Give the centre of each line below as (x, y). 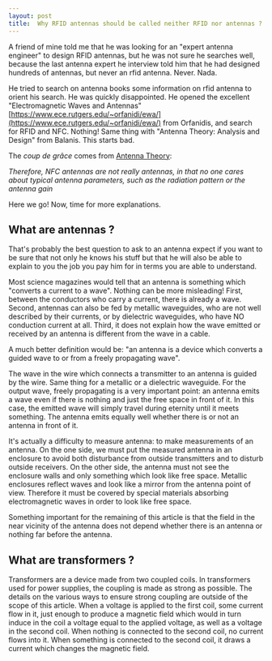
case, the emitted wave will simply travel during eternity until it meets (124, 408)
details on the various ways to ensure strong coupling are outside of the (128, 597)
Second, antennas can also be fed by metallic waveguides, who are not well (135, 308)
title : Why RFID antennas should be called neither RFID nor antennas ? (136, 24)
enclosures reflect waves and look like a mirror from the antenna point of (130, 484)
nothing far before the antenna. (60, 534)
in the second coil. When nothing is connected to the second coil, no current (136, 631)
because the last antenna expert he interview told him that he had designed (134, 64)
